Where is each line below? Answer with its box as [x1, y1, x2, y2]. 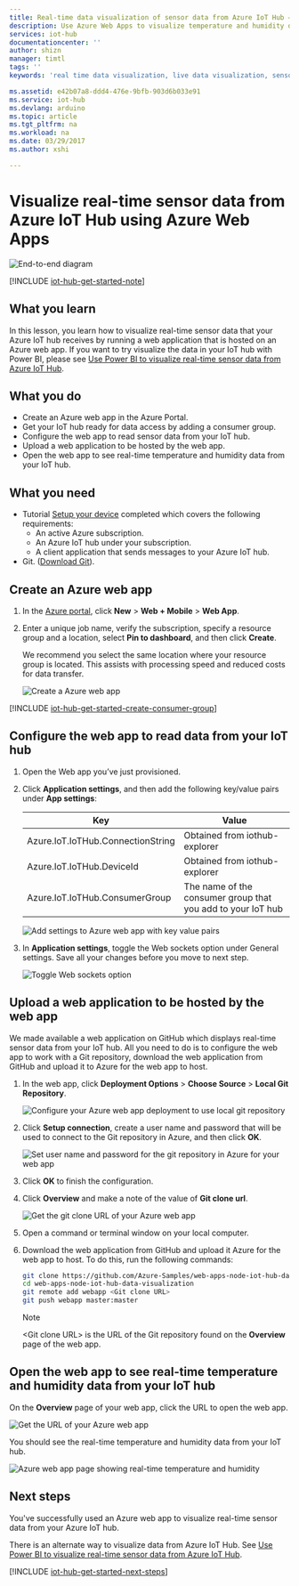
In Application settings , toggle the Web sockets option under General [21, 943, 279, 953]
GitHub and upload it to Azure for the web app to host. [9, 1061, 208, 1072]
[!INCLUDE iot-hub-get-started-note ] [9, 275, 145, 286]
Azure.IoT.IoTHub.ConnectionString [26, 834, 175, 846]
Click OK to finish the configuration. [21, 1176, 154, 1186]
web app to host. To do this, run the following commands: [21, 1254, 234, 1265]
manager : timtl [9, 54, 66, 63]
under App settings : [21, 793, 98, 804]
